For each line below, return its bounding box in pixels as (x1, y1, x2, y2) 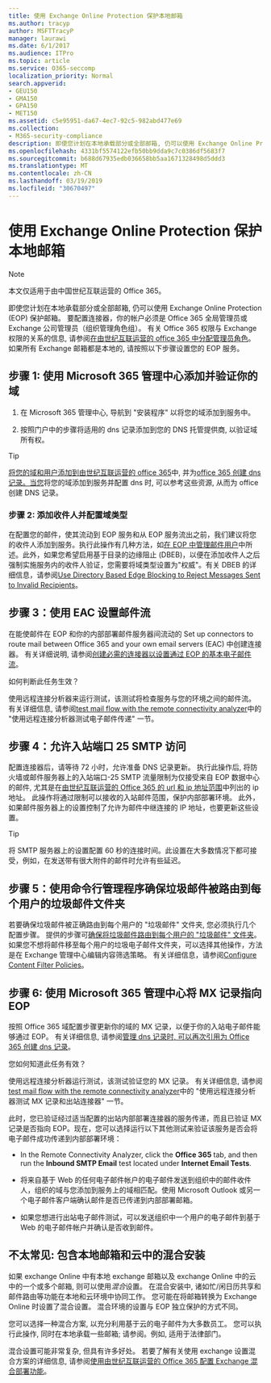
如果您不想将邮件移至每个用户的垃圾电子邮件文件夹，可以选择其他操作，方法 (8, 940, 263, 949)
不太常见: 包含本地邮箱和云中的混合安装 (8, 1248, 206, 1262)
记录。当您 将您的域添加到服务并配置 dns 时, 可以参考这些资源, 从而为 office (8, 477, 259, 487)
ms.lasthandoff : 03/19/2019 (8, 177, 103, 186)
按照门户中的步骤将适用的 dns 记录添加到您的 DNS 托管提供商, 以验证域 (19, 425, 258, 434)
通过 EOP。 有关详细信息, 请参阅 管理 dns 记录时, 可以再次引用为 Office (15, 1032, 250, 1041)
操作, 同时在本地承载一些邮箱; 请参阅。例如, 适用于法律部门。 (22, 1329, 226, 1339)
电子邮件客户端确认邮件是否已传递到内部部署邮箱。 (27, 1196, 198, 1205)
